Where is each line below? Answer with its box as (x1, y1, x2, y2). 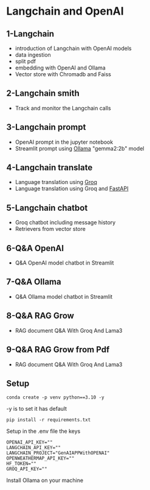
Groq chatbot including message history (15, 219, 116, 226)
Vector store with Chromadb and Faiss (15, 71, 111, 77)
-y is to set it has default (6, 405, 67, 413)
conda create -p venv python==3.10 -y (6, 394, 104, 400)
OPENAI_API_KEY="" (6, 439, 53, 446)
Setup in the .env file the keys (6, 428, 81, 435)
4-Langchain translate (6, 163, 93, 173)
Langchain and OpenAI (6, 4, 124, 18)
